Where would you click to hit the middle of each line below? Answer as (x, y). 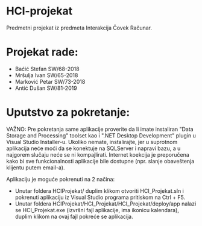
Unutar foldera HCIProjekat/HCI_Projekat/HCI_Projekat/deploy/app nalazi (106, 204)
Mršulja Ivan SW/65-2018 (46, 75)
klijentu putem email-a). (36, 168)
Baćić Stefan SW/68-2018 (47, 69)
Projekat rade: (42, 52)
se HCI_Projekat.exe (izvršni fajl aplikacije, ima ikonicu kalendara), (97, 210)
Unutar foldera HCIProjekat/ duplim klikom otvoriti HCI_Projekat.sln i (99, 190)
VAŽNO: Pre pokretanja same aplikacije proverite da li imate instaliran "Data (100, 129)
